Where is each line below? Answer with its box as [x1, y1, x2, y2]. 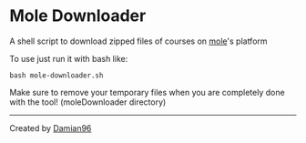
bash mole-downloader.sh [9, 70, 104, 80]
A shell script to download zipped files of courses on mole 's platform [9, 36, 268, 46]
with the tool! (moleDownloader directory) [9, 97, 167, 107]
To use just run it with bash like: [9, 53, 128, 64]
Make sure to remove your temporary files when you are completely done [9, 87, 285, 97]
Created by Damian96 [9, 122, 92, 133]
